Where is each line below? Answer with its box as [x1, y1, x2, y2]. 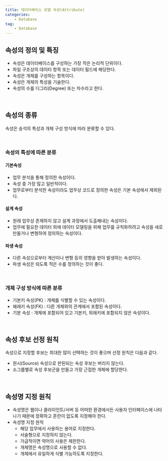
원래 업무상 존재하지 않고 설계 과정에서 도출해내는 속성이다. [12, 218, 128, 224]
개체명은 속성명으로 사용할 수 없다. [20, 444, 88, 450]
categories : [5, 12, 30, 17]
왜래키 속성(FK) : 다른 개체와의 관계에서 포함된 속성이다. [12, 303, 122, 309]
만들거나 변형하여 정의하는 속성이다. [12, 230, 83, 237]
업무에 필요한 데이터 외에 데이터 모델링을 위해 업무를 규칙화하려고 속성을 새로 [12, 224, 163, 230]
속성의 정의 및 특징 [5, 46, 59, 54]
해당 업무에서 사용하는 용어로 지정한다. [20, 425, 96, 432]
